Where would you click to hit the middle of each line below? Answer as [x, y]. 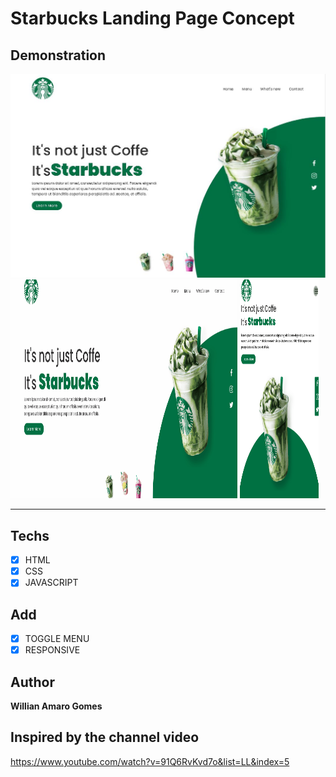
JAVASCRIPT [51, 583]
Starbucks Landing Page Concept [152, 18]
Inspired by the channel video [105, 737]
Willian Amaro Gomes [56, 706]
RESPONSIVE [52, 650]
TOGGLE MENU [57, 639]
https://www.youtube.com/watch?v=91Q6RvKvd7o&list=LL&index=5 [150, 761]
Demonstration [58, 55]
